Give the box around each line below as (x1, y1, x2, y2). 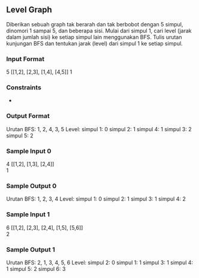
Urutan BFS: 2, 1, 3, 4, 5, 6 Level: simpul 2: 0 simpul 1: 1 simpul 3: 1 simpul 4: (6, 259, 194, 266)
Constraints (6, 83, 42, 92)
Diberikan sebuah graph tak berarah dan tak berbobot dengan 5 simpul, (6, 20, 183, 28)
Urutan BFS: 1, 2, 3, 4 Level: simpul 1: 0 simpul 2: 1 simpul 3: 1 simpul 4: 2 (6, 195, 186, 203)
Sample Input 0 (6, 147, 52, 155)
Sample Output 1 (6, 245, 55, 253)
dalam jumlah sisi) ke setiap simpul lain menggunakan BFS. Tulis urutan (6, 33, 182, 41)
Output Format (6, 112, 50, 120)
